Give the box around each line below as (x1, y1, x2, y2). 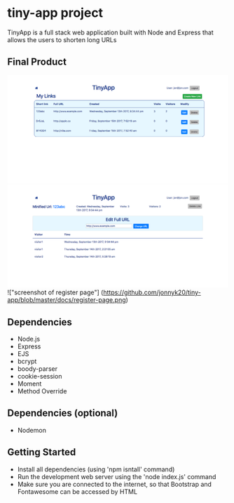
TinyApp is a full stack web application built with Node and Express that (7, 28, 214, 37)
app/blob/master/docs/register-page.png (7, 296, 126, 304)
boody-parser (17, 364, 58, 373)
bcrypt (17, 357, 37, 365)
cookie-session (17, 372, 62, 380)
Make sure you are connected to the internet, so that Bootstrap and (17, 480, 212, 488)
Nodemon (17, 426, 47, 434)
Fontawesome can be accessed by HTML (17, 487, 138, 496)
